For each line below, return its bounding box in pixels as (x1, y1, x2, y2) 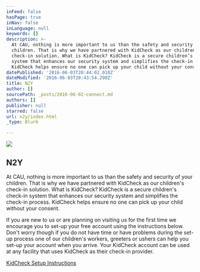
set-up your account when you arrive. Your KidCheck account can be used (6, 241, 190, 248)
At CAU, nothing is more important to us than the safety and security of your (6, 173, 193, 180)
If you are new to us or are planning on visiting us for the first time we (6, 216, 177, 223)
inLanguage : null (6, 25, 49, 31)
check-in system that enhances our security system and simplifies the (6, 192, 179, 199)
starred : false (6, 108, 44, 114)
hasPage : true (6, 14, 42, 20)
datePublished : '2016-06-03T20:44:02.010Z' (6, 69, 116, 75)
